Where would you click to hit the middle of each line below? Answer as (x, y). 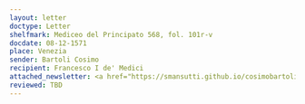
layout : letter (38, 18)
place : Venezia (38, 52)
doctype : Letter (40, 26)
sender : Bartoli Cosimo (54, 60)
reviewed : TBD (36, 85)
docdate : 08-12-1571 (49, 43)
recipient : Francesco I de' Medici (77, 69)
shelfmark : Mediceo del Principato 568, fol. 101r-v (111, 34)
